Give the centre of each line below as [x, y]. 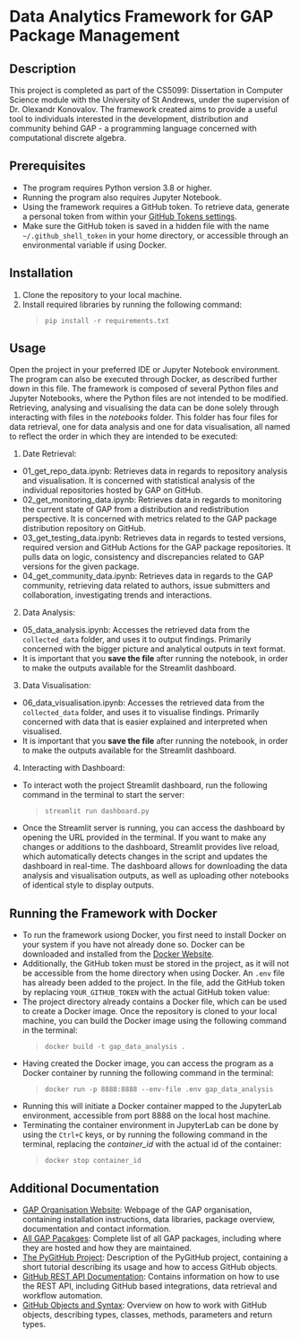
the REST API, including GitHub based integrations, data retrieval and [150, 1286]
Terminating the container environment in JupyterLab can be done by [150, 1125]
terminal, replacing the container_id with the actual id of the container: [152, 1144]
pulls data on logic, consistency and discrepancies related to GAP [143, 557]
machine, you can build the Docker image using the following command [154, 1021]
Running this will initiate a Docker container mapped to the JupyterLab [152, 1106]
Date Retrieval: [49, 454]
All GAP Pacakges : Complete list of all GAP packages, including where [152, 1238]
